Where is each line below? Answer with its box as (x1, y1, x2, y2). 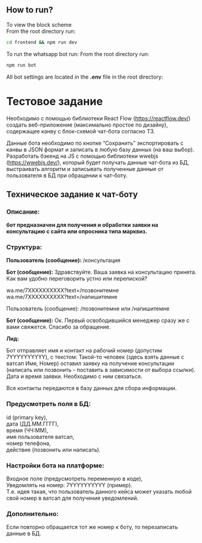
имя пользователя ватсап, (6, 433, 75, 440)
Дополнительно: (6, 510, 59, 518)
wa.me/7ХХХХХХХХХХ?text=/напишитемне (6, 293, 118, 301)
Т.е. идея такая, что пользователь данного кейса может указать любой (6, 488, 192, 496)
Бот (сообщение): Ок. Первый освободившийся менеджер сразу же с (6, 317, 190, 324)
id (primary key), (6, 413, 48, 421)
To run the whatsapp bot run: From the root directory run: (6, 50, 150, 57)
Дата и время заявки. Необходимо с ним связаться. (6, 373, 143, 380)
